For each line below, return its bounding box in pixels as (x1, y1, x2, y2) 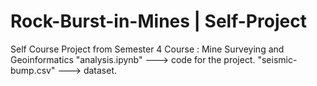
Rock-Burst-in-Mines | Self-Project (10, 10, 307, 33)
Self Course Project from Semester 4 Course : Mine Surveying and (10, 43, 285, 55)
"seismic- (257, 53, 298, 65)
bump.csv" (10, 64, 56, 76)
